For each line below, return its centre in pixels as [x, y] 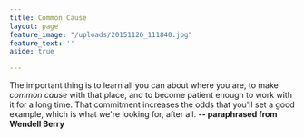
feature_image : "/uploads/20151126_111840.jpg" [101, 34]
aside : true [32, 52]
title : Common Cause [49, 18]
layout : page [34, 26]
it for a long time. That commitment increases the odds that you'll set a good [152, 104]
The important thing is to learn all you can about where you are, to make [144, 85]
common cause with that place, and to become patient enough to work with [151, 95]
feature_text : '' [42, 43]
